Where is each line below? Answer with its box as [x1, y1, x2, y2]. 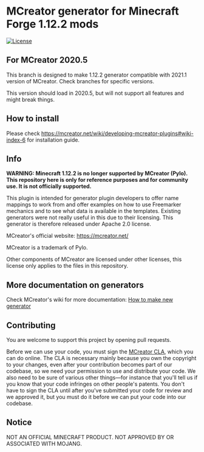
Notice [6, 417, 32, 428]
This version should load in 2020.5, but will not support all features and [6, 89, 184, 97]
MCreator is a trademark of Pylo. [6, 244, 88, 251]
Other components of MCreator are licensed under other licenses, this [6, 256, 182, 263]
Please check [6, 130, 41, 137]
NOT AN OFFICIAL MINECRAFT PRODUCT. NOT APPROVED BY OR [6, 433, 174, 440]
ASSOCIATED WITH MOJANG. [6, 440, 82, 447]
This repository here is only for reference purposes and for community [6, 176, 188, 184]
